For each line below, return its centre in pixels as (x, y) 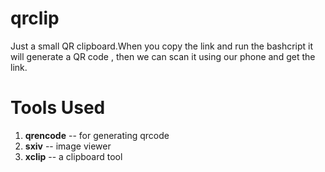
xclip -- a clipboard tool (73, 156)
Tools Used (58, 108)
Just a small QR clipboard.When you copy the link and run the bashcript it (162, 46)
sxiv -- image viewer (68, 146)
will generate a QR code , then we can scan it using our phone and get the (163, 56)
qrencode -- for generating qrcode (97, 135)
